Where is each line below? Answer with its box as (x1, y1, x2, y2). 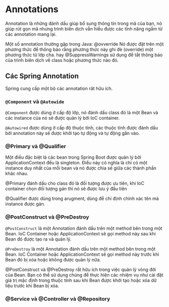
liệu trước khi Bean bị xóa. (5, 283, 59, 289)
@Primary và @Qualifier (5, 143, 66, 150)
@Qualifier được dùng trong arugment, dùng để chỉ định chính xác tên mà (5, 195, 159, 201)
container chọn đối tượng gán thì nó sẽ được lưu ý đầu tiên (5, 186, 128, 192)
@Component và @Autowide (5, 98, 64, 105)
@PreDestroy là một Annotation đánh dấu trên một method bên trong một (5, 246, 156, 252)
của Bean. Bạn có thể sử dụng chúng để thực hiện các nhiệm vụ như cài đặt (5, 271, 163, 278)
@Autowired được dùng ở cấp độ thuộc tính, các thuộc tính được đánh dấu (5, 125, 158, 131)
